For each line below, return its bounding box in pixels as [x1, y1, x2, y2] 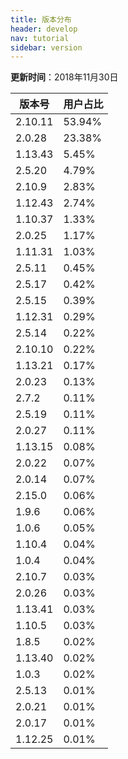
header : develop [10, 24, 78, 34]
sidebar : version [10, 42, 83, 53]
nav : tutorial [10, 33, 70, 43]
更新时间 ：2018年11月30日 [10, 71, 119, 83]
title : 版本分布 [10, 14, 72, 25]
